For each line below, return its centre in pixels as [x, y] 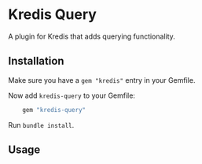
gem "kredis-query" [54, 110]
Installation [36, 61]
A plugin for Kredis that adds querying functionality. [92, 36]
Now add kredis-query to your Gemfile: [72, 95]
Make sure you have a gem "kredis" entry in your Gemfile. [102, 80]
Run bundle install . [41, 125]
